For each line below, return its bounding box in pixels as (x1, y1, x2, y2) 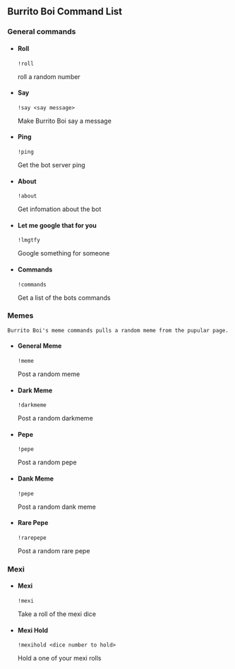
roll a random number (17, 72, 81, 80)
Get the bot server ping (17, 160, 86, 169)
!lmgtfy (17, 236, 40, 244)
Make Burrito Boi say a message (17, 116, 112, 125)
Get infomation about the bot (17, 205, 102, 214)
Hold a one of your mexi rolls (17, 654, 102, 663)
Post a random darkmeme (17, 414, 93, 423)
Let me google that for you (17, 221, 97, 229)
